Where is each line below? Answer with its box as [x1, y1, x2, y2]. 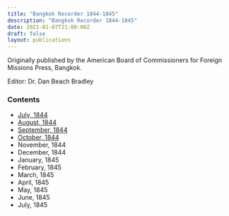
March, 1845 [17, 171, 54, 179]
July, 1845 [17, 200, 48, 209]
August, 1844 [17, 118, 57, 127]
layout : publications [7, 37, 71, 44]
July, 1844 [17, 111, 48, 119]
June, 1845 [17, 193, 51, 202]
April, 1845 [17, 178, 49, 187]
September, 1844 [17, 126, 68, 134]
